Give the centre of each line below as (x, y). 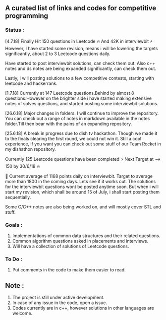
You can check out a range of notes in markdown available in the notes (78, 118)
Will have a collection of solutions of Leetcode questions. (71, 246)
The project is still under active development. (58, 298)
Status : (15, 30)
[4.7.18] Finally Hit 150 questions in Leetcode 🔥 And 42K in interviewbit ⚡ (79, 41)
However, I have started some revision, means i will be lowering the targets (82, 48)
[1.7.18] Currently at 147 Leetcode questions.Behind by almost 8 (70, 93)
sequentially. (18, 197)
